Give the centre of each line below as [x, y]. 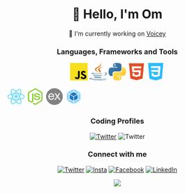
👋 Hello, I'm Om [117, 14]
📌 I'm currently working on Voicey [117, 33]
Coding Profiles [117, 121]
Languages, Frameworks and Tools [117, 52]
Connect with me [117, 154]
